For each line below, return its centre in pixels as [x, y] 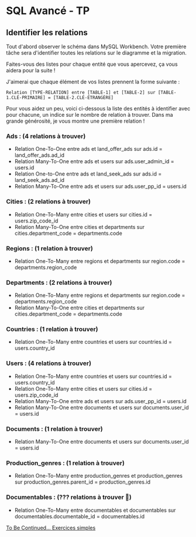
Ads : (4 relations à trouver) [46, 136]
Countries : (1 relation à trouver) [52, 329]
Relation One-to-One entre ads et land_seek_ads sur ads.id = [88, 174]
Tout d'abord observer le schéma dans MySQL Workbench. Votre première [96, 46]
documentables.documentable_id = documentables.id [80, 516]
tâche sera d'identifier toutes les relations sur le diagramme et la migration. [97, 53]
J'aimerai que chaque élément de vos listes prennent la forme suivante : [93, 82]
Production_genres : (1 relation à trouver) [65, 463]
